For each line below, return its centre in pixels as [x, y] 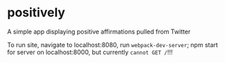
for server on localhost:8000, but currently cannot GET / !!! [90, 52]
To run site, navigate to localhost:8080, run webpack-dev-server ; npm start [112, 45]
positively [36, 13]
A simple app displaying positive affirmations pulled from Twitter [99, 32]
